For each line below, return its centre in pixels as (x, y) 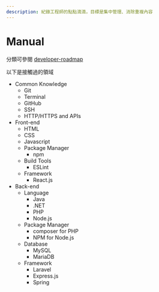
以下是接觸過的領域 (30, 72)
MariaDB (43, 256)
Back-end (27, 186)
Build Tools (37, 161)
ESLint (41, 167)
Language (36, 193)
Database (36, 244)
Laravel (42, 269)
